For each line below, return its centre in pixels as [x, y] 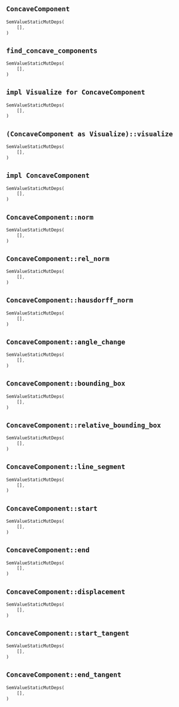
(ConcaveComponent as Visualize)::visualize [89, 134]
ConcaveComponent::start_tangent [68, 633]
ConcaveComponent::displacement [66, 592]
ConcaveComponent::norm [50, 217]
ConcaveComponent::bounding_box [66, 383]
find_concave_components [52, 51]
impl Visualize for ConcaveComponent [76, 92]
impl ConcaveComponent [48, 176]
